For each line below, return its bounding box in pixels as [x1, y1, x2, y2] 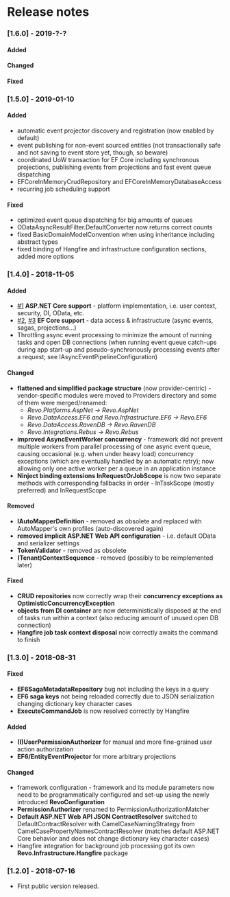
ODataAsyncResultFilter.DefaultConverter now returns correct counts [16, 223, 213, 231]
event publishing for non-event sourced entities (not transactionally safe [16, 141, 221, 150]
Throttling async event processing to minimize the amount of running [16, 331, 212, 339]
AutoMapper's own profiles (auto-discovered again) [16, 524, 164, 532]
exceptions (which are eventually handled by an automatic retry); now [16, 457, 214, 465]
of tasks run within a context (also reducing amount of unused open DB [16, 613, 219, 622]
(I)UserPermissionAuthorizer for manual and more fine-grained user [16, 738, 213, 746]
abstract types [16, 238, 58, 246]
